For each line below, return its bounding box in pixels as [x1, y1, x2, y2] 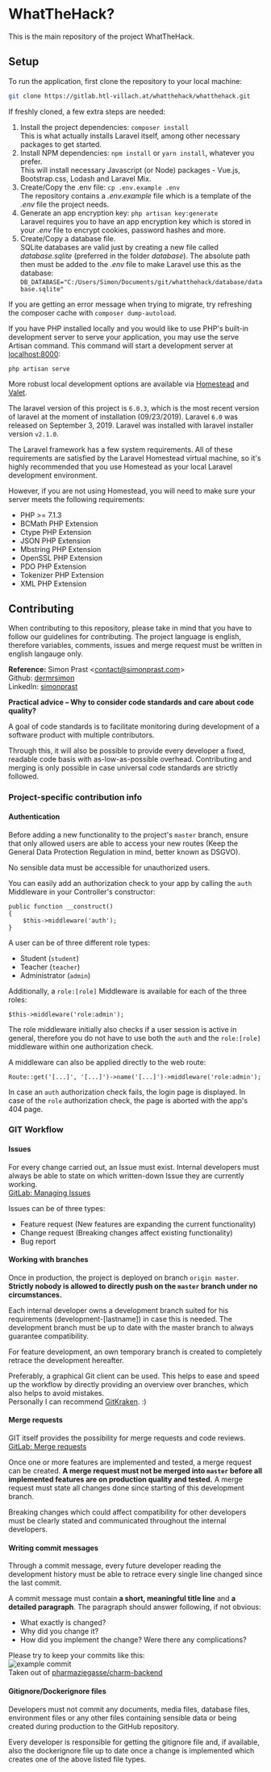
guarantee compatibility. [8, 1331, 89, 1340]
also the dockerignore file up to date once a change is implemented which [8, 1745, 255, 1755]
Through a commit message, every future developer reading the [8, 1561, 222, 1570]
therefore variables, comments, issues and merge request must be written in [8, 641, 262, 650]
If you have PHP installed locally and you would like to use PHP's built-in [8, 324, 248, 333]
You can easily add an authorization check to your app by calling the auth [8, 878, 252, 888]
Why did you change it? [19, 1627, 99, 1636]
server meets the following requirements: [8, 494, 145, 504]
